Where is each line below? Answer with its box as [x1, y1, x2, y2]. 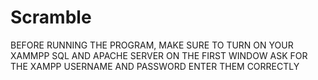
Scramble [10, 6, 92, 29]
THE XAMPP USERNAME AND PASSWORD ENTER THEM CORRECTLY [10, 60, 300, 72]
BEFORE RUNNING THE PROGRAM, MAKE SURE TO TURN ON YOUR [10, 39, 294, 51]
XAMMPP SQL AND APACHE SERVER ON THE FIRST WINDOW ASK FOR [10, 49, 308, 61]
